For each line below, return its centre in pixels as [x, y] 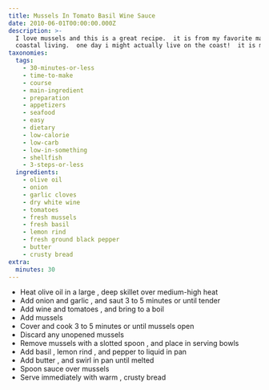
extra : [19, 262]
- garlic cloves [50, 195]
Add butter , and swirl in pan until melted [87, 360]
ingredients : [37, 173]
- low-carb [41, 142]
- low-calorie [46, 135]
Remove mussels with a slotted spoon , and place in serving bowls [129, 343]
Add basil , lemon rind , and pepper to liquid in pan [103, 352]
